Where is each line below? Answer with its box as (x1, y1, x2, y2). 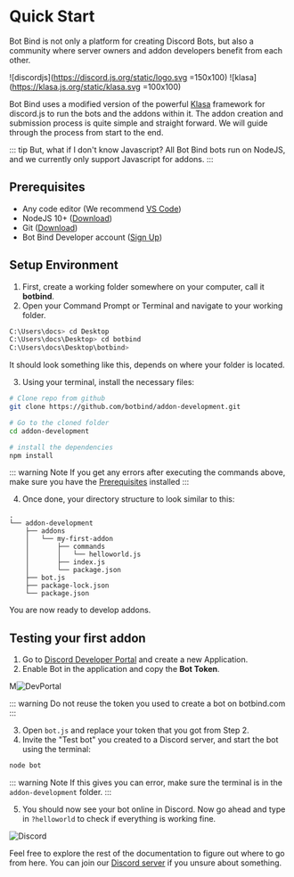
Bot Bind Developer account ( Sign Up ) (21, 232, 163, 242)
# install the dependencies (9, 443, 114, 452)
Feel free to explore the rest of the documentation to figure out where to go (9, 848, 285, 859)
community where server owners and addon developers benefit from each (9, 45, 283, 55)
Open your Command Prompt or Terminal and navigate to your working (21, 300, 283, 311)
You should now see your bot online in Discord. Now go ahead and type (21, 804, 286, 815)
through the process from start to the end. (9, 127, 164, 137)
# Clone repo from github (9, 394, 105, 403)
